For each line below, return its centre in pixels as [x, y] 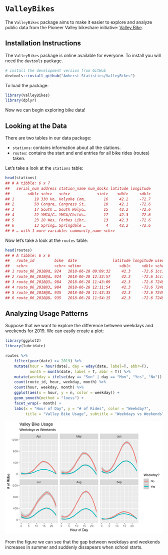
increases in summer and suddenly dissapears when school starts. [74, 547]
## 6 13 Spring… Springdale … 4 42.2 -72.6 [78, 225]
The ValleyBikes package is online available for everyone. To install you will [83, 55]
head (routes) [19, 250]
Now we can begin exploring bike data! [45, 110]
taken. [19, 159]
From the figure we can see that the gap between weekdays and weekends [82, 541]
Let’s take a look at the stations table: [44, 168]
